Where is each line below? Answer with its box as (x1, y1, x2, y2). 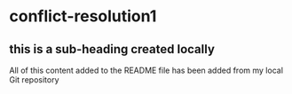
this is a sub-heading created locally (9, 42, 216, 57)
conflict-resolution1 (9, 6, 157, 27)
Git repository (9, 74, 59, 85)
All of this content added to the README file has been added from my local (9, 65, 284, 75)
